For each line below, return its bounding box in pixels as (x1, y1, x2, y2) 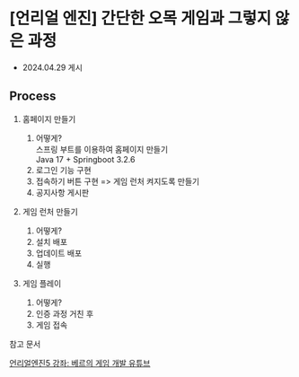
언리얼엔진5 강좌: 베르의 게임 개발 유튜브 (9, 357, 151, 368)
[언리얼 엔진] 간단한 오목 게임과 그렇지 (9, 8, 272, 29)
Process (9, 89, 57, 104)
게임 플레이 (22, 277, 62, 288)
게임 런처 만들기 (22, 206, 78, 216)
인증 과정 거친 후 (35, 308, 94, 319)
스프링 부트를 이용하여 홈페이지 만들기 (35, 144, 169, 154)
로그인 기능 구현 (35, 164, 92, 175)
